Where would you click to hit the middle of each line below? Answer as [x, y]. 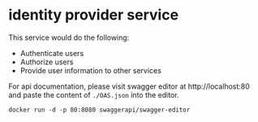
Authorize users [47, 62]
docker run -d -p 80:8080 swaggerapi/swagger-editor [99, 110]
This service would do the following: [69, 37]
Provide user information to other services [91, 70]
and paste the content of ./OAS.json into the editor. [94, 94]
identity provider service [94, 15]
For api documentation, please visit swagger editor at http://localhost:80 [129, 86]
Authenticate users [52, 53]
